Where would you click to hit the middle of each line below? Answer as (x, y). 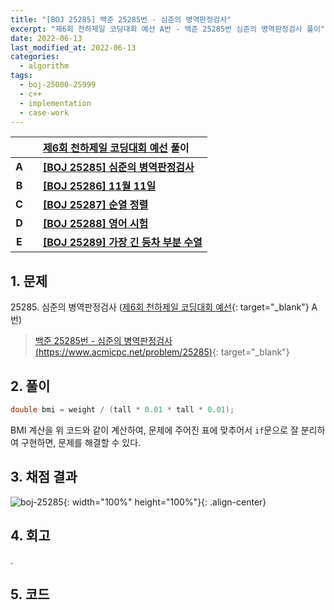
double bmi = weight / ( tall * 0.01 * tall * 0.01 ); (122, 410)
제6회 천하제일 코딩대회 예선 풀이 (116, 148)
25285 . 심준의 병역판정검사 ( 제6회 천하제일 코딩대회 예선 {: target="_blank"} (160, 307)
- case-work (44, 112)
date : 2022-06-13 (46, 38)
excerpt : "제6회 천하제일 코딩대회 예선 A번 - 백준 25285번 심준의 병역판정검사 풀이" (168, 29)
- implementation (55, 103)
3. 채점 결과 (44, 477)
